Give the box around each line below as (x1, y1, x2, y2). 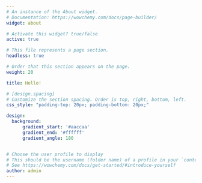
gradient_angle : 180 (22, 135, 74, 141)
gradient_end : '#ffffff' (22, 130, 85, 136)
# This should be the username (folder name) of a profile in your (6, 157, 179, 163)
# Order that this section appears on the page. (6, 64, 130, 70)
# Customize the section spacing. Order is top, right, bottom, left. (6, 97, 187, 103)
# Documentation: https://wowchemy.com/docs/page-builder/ (6, 14, 158, 20)
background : (11, 118, 42, 125)
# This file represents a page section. (6, 47, 109, 53)
